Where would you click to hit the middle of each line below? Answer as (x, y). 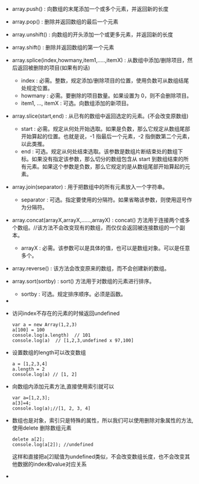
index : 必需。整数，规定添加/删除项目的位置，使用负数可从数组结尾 (105, 81)
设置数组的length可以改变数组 (49, 352)
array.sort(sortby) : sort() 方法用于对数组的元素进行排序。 (83, 281)
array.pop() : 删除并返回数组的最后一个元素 (65, 22)
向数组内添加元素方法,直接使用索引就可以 (63, 386)
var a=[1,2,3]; (31, 398)
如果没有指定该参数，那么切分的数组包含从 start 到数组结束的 (108, 159)
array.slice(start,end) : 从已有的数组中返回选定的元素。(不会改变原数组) (100, 116)
